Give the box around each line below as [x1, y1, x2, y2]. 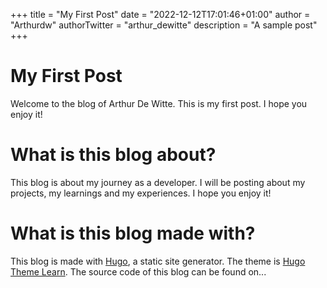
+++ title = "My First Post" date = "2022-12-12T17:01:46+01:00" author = [10, 9, 311, 20]
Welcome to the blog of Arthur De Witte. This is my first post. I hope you [10, 97, 308, 109]
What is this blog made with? [10, 222, 256, 245]
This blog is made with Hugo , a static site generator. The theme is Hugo [10, 255, 306, 267]
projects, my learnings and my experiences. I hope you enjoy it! [10, 187, 272, 199]
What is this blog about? [10, 144, 217, 166]
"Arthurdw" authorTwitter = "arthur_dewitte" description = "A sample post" [10, 19, 318, 31]
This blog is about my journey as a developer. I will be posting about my [10, 176, 306, 188]
